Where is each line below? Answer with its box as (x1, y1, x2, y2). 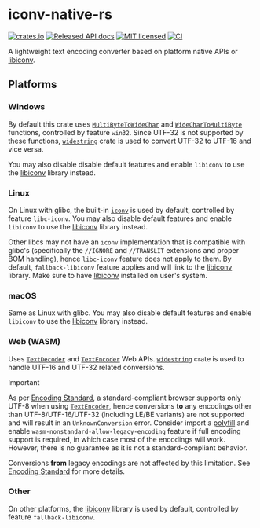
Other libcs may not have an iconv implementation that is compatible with (8, 237, 246, 247)
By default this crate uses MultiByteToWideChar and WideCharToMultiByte (8, 119, 242, 129)
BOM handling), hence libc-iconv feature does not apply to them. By (8, 254, 232, 263)
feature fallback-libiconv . (8, 512, 96, 522)
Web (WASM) (8, 336, 61, 347)
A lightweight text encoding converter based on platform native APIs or (8, 46, 238, 56)
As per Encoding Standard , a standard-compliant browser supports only (8, 393, 242, 402)
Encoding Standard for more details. (8, 466, 126, 476)
